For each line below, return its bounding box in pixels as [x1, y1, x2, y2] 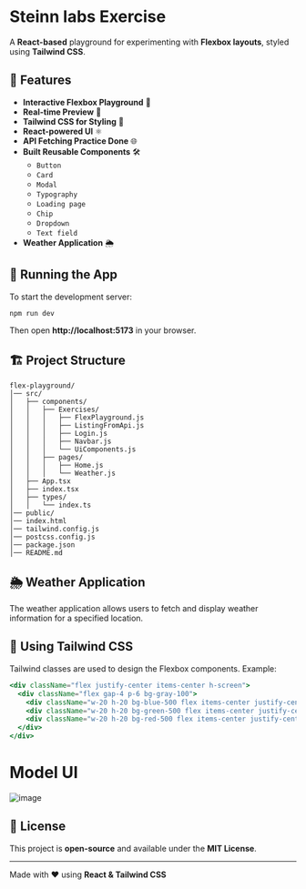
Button [36, 161, 62, 170]
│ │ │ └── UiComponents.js [9, 445, 137, 454]
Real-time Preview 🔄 [22, 106, 102, 117]
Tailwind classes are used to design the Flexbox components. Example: [9, 662, 278, 674]
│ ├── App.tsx [9, 477, 71, 486]
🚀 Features [9, 73, 72, 88]
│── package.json [9, 540, 76, 550]
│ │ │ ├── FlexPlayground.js [9, 413, 145, 422]
